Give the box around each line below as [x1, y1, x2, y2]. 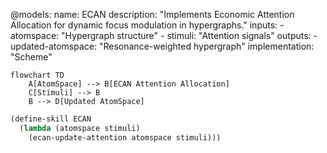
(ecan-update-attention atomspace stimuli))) [28, 132, 222, 143]
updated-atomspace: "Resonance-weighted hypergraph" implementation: [10, 40, 315, 52]
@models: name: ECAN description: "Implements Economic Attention [10, 9, 295, 20]
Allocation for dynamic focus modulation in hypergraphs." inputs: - [10, 19, 285, 31]
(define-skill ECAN [10, 114, 92, 124]
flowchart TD [10, 70, 65, 80]
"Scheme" [10, 51, 53, 63]
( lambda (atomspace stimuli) [19, 123, 141, 133]
